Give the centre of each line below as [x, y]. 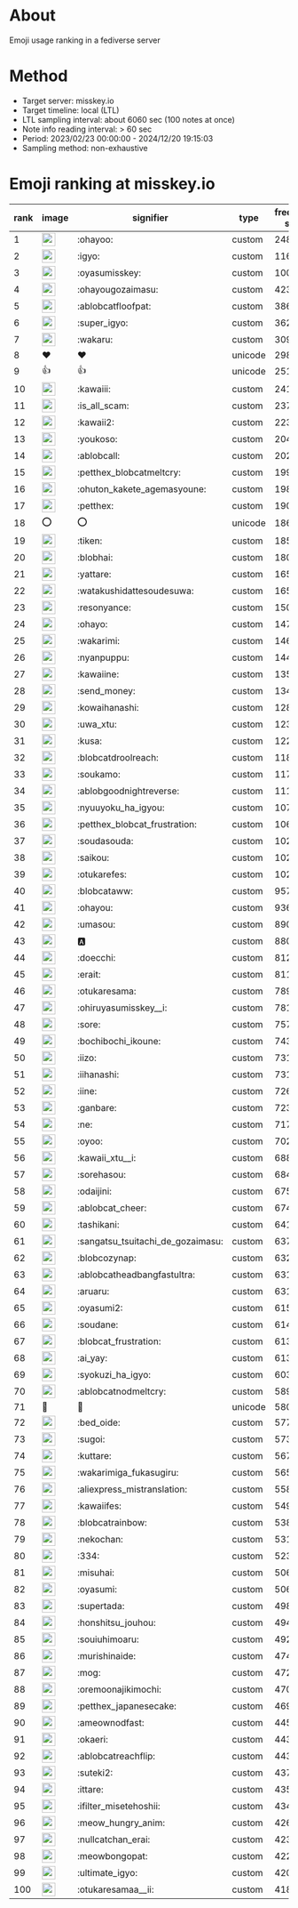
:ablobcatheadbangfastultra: [136, 1275]
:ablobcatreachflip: [116, 1756]
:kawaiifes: [99, 1506]
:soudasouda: [105, 841]
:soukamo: [99, 774]
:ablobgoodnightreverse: [128, 791]
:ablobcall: [98, 455]
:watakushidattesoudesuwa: [135, 591]
